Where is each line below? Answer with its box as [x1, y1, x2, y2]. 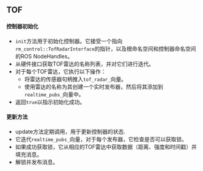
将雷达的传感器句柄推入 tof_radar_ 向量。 [24, 75, 127, 83]
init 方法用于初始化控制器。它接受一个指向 [15, 37, 123, 44]
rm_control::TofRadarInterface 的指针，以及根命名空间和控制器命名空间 [15, 45, 196, 52]
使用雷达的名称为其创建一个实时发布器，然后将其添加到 [24, 83, 163, 90]
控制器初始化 [6, 23, 38, 30]
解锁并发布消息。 [15, 158, 59, 166]
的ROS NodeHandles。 [15, 52, 73, 60]
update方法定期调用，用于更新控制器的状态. [15, 128, 126, 135]
